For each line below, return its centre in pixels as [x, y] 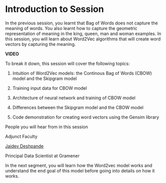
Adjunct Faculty [21, 136]
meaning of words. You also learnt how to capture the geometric [71, 28]
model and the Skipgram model [45, 78]
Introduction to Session [55, 9]
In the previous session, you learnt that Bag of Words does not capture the [82, 23]
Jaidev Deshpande [24, 146]
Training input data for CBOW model [50, 88]
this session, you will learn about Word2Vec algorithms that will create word [83, 39]
